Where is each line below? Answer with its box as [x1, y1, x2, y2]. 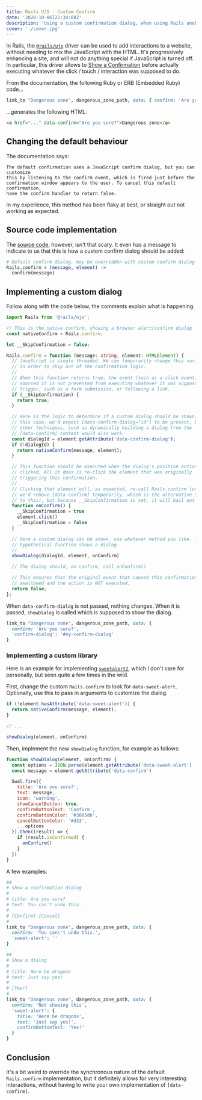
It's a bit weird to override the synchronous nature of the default [6, 1068, 165, 1075]
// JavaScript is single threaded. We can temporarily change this [11, 358, 185, 364]
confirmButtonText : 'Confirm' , [17, 806, 96, 812]
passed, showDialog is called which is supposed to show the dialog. [6, 608, 173, 616]
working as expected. [6, 207, 60, 214]
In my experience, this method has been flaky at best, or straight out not [6, 201, 185, 208]
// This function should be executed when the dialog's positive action [11, 464, 198, 470]
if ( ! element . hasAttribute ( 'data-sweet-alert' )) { [6, 701, 136, 707]
